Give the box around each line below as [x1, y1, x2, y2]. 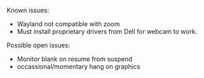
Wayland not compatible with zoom [16, 20, 120, 28]
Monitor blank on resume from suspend [16, 55, 132, 63]
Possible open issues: [6, 41, 70, 49]
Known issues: [6, 6, 50, 14]
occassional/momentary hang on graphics [16, 62, 141, 70]
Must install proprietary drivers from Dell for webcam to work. [16, 28, 198, 35]
